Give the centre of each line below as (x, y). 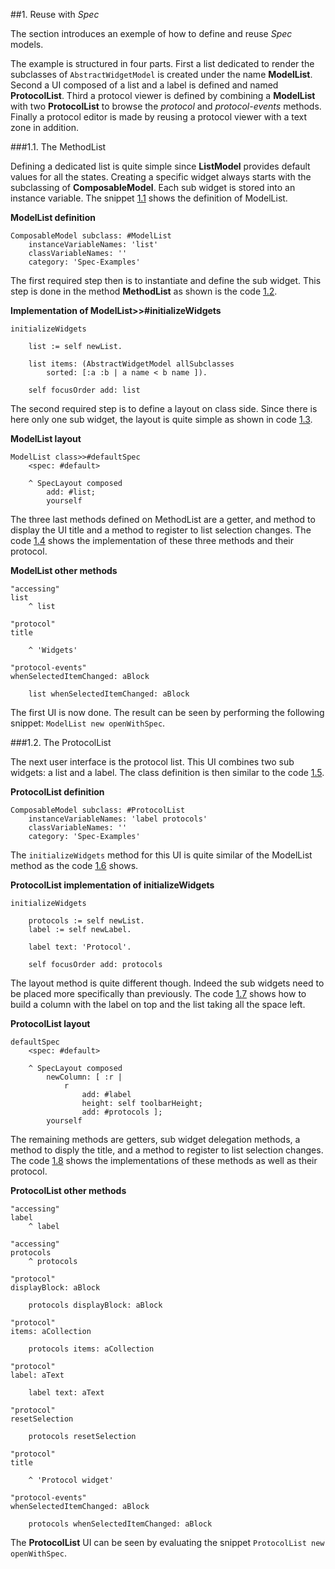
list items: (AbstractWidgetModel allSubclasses (131, 364)
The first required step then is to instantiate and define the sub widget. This (166, 280)
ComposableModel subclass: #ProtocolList (98, 810)
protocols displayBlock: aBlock (95, 1305)
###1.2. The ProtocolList (61, 742)
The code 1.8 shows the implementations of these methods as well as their (164, 1160)
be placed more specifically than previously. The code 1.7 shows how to (158, 993)
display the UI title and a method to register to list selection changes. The (161, 530)
